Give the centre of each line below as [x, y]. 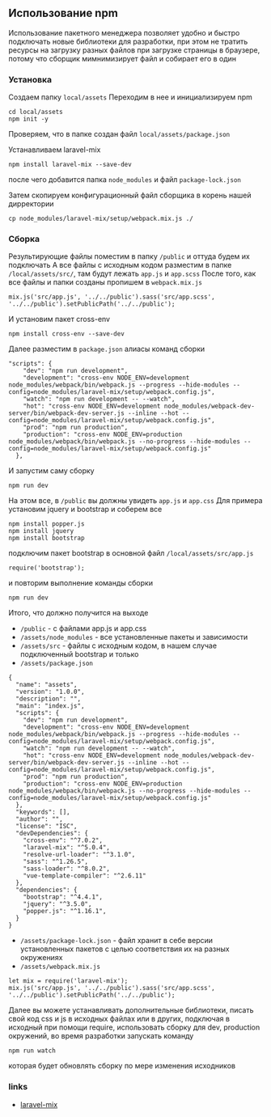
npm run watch [32, 1051]
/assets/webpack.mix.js [60, 967]
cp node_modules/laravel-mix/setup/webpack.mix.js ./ [101, 219]
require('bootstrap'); [47, 568]
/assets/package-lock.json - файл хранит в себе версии [116, 941]
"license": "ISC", [47, 827]
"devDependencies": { [52, 834]
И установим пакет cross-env [59, 319]
